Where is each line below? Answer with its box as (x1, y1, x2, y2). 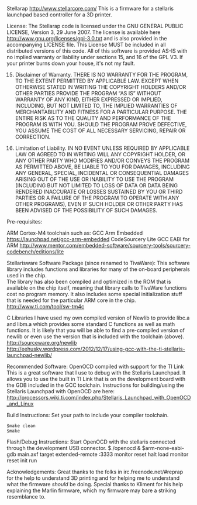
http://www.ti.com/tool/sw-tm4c (6, 303, 85, 310)
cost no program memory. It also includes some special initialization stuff (6, 291, 183, 297)
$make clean (6, 423, 36, 429)
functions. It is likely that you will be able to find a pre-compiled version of (6, 327, 185, 334)
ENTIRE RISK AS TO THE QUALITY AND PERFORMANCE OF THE (15, 115, 171, 122)
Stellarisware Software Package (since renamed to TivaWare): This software (6, 260, 190, 266)
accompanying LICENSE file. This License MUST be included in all (6, 41, 166, 48)
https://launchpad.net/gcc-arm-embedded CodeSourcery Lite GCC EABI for (6, 236, 190, 242)
